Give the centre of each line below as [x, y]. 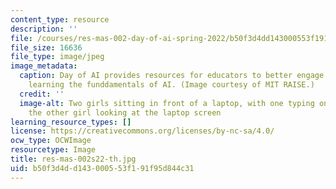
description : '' [44, 29]
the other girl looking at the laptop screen [125, 112]
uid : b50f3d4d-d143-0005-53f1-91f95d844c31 [102, 168]
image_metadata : [44, 66]
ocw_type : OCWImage [51, 141]
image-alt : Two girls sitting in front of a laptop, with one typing [167, 103]
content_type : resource [60, 19]
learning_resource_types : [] [71, 122]
